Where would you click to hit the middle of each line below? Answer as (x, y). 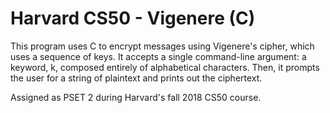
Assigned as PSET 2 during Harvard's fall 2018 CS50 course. (136, 97)
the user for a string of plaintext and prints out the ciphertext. (136, 78)
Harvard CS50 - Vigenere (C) (133, 18)
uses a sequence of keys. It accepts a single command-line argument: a (158, 56)
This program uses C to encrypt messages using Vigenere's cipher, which (162, 46)
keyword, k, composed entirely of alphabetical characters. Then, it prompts (165, 67)
